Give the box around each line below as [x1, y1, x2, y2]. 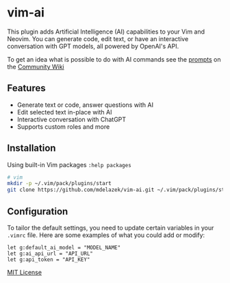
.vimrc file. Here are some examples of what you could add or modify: [7, 231, 205, 239]
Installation [7, 143, 56, 154]
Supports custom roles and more [16, 122, 110, 131]
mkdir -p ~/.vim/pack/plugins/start [7, 180, 112, 187]
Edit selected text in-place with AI [16, 108, 112, 116]
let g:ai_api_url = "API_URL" [7, 250, 94, 257]
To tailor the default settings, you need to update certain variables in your [7, 224, 214, 232]
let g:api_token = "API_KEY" [7, 256, 90, 263]
